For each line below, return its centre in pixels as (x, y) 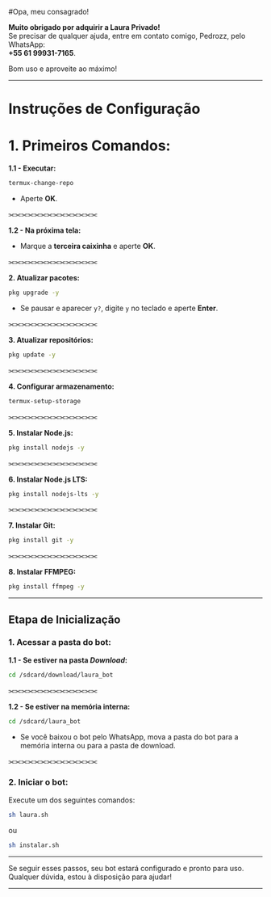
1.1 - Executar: (32, 168)
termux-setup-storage (45, 401)
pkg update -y (32, 355)
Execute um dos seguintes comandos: (72, 800)
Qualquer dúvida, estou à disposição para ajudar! (90, 877)
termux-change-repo (41, 183)
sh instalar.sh (34, 845)
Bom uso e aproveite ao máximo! (63, 69)
